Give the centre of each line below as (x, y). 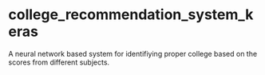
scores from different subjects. (59, 62)
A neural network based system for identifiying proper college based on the (133, 53)
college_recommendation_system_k (131, 15)
